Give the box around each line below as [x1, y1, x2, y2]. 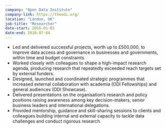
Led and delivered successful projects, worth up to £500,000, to [12, 44, 145, 50]
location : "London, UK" [5, 16, 55, 21]
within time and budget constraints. [12, 55, 86, 60]
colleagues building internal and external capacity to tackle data [12, 113, 145, 119]
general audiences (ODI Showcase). [12, 87, 87, 92]
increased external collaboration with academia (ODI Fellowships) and [12, 81, 157, 87]
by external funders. [12, 71, 54, 76]
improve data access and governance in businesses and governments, [12, 49, 158, 55]
